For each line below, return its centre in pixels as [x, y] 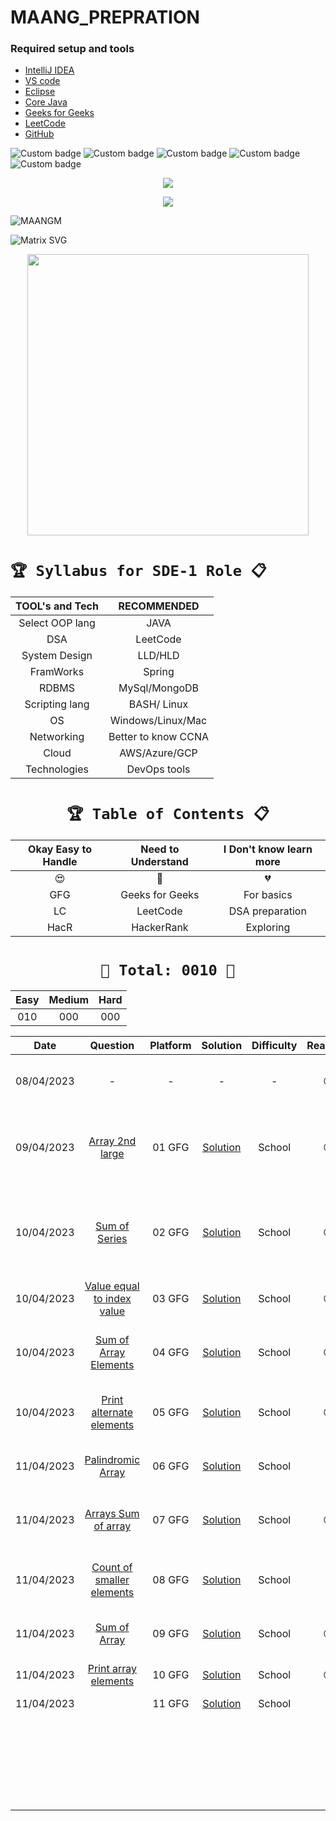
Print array [112, 1669]
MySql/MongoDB [159, 688]
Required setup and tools [72, 49]
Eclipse [40, 92]
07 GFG [171, 1520]
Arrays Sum [112, 1514]
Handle [60, 862]
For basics [268, 895]
